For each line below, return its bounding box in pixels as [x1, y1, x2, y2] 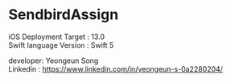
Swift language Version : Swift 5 [8, 40, 114, 49]
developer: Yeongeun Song [8, 56, 99, 65]
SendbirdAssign [8, 6, 119, 24]
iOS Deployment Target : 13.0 [8, 32, 105, 41]
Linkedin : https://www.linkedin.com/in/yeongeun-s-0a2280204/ [8, 64, 224, 73]
